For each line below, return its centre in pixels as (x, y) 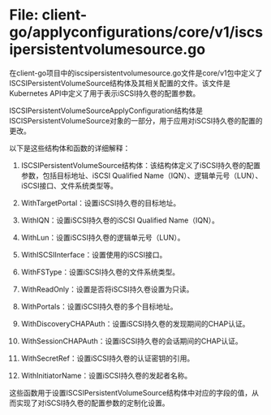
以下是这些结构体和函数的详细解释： (70, 148)
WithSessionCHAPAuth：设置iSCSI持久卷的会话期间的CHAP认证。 (131, 341)
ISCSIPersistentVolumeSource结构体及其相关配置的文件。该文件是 (120, 83)
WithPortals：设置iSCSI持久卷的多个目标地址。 (99, 306)
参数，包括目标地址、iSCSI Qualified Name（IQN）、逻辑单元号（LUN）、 (142, 175)
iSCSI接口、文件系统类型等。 (69, 185)
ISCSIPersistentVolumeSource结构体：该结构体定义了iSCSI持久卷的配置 (140, 165)
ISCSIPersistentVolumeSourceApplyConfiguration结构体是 (106, 110)
